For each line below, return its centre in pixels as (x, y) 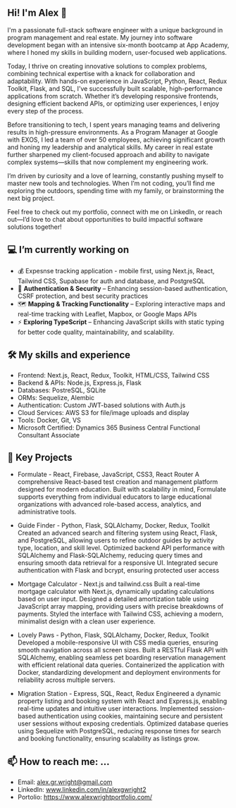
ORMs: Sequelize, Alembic (56, 398)
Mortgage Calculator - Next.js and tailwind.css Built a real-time (109, 584)
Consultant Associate (48, 435)
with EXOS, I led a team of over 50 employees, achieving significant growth (116, 139)
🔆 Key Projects (40, 458)
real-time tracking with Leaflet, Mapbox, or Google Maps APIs (107, 313)
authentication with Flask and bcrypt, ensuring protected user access (118, 571)
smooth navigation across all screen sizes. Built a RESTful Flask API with (123, 650)
